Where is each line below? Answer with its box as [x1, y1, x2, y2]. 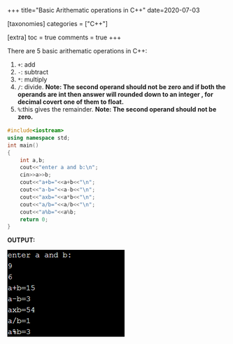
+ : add [17, 60, 36, 69]
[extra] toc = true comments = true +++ [7, 33, 122, 41]
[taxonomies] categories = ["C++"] [7, 20, 108, 27]
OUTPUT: [7, 236, 36, 244]
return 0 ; [20, 216, 49, 223]
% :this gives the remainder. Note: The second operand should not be [17, 105, 217, 113]
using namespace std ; [7, 134, 71, 141]
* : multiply [17, 75, 48, 84]
